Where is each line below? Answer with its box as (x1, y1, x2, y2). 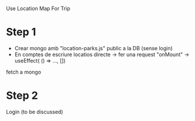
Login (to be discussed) (6, 108, 63, 115)
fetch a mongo (6, 68, 42, 75)
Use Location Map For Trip (6, 5, 70, 12)
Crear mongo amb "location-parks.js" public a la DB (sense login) (14, 44, 173, 51)
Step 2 (6, 89, 38, 102)
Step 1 (6, 26, 36, 39)
